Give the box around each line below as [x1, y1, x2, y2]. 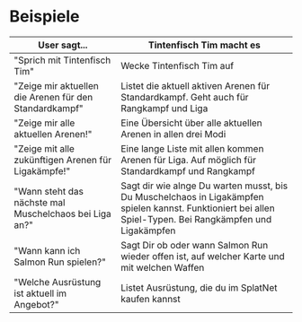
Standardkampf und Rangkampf [120, 164, 256, 177]
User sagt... [38, 39, 88, 51]
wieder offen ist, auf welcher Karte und [120, 249, 285, 262]
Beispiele [9, 6, 80, 27]
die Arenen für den [13, 91, 93, 103]
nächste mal [13, 196, 66, 208]
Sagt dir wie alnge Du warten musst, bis [120, 179, 289, 192]
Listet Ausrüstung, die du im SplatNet [120, 281, 278, 293]
